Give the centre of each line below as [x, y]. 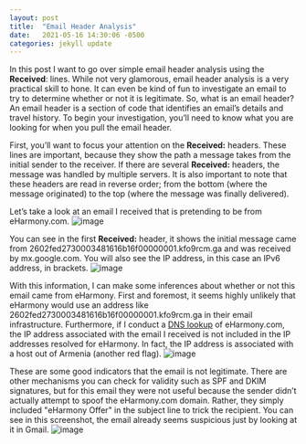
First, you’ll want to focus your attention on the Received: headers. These [148, 145]
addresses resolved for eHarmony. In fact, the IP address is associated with [152, 344]
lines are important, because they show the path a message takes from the [150, 155]
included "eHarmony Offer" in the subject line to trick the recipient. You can [152, 410]
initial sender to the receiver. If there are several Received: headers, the [145, 164]
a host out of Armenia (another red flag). [85, 354]
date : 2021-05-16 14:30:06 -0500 [77, 35]
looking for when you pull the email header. [90, 128]
